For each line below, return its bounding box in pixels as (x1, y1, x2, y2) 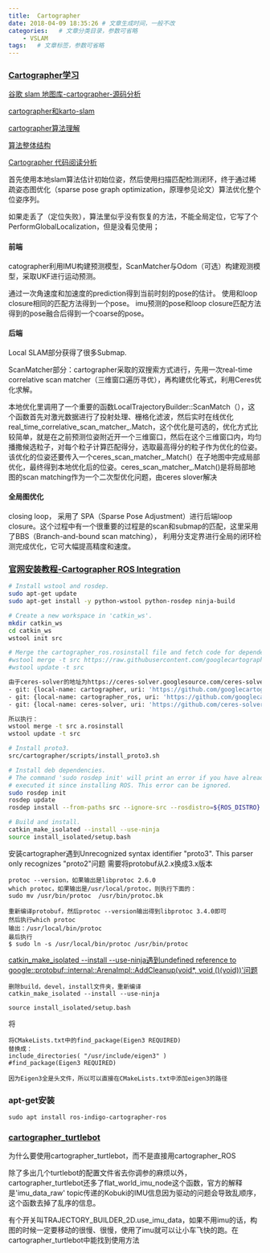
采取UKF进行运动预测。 (22, 271, 100, 281)
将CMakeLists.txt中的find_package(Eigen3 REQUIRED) (8, 1036, 182, 1044)
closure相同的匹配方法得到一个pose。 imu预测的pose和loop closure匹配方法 (8, 298, 261, 308)
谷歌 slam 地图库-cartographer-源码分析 (8, 89, 141, 99)
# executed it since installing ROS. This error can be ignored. (8, 781, 231, 790)
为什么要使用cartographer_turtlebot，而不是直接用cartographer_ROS (8, 1151, 236, 1161)
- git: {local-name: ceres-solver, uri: (8, 700, 146, 708)
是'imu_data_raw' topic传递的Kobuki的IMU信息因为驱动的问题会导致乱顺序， (8, 1188, 261, 1198)
